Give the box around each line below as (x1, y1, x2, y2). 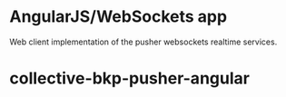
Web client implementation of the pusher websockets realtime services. (9, 36, 278, 47)
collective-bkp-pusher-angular (9, 68, 250, 89)
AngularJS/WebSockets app (9, 6, 228, 27)
